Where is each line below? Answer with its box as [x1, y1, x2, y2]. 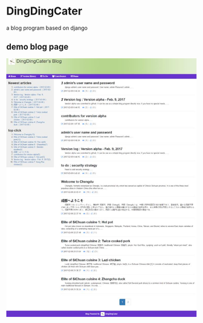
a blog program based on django [6, 24, 88, 31]
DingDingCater [6, 4, 83, 18]
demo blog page [6, 42, 69, 52]
